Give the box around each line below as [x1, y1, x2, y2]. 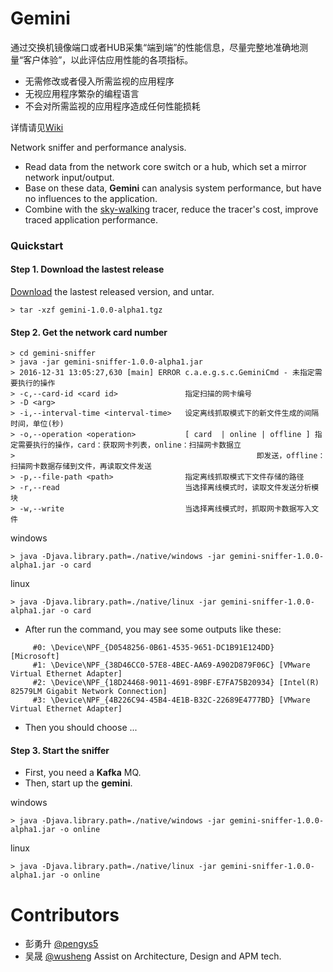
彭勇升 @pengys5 [24, 938, 99, 950]
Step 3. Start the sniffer [10, 744, 110, 756]
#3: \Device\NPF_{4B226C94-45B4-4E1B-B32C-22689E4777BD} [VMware [32, 695, 311, 706]
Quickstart [10, 238, 64, 252]
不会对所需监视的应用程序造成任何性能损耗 [24, 100, 201, 112]
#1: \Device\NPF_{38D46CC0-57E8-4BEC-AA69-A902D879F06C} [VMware [32, 660, 311, 671]
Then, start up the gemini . [24, 777, 133, 789]
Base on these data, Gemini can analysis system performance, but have [24, 182, 322, 194]
